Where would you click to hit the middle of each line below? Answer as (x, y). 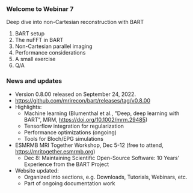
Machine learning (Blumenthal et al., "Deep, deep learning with (102, 113)
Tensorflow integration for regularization (74, 126)
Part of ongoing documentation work (69, 183)
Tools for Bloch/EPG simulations (64, 138)
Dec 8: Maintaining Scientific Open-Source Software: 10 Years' (102, 158)
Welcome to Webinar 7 (40, 9)
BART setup (30, 34)
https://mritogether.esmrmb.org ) (55, 151)
